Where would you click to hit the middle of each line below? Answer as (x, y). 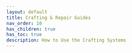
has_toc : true (24, 35)
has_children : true (31, 29)
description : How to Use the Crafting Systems (66, 40)
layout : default (27, 12)
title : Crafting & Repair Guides (49, 18)
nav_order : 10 (24, 23)
